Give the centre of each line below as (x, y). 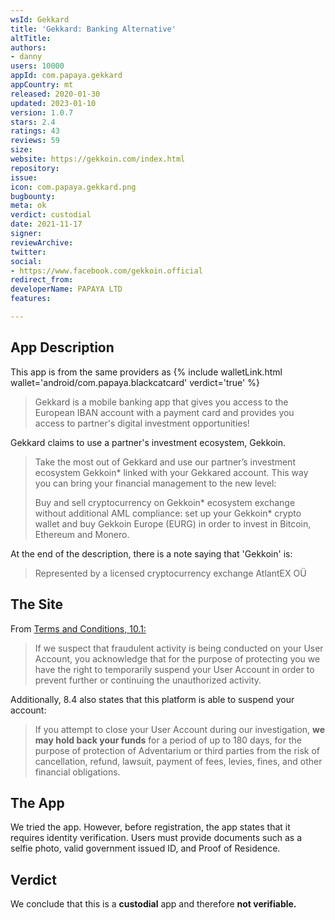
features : (31, 299)
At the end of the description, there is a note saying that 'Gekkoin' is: (151, 553)
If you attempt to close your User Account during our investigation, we (180, 729)
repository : (35, 168)
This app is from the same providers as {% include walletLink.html (146, 372)
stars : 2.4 (33, 122)
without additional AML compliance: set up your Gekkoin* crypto (168, 513)
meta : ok (28, 206)
